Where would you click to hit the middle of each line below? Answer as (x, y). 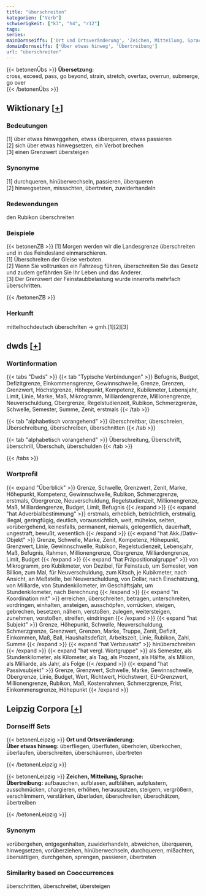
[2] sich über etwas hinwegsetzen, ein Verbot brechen (75, 145)
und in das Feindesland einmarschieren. (57, 253)
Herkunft (20, 314)
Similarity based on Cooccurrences (60, 873)
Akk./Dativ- (184, 533)
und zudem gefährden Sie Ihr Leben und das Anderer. (74, 272)
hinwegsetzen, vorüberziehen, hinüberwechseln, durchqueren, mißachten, (101, 850)
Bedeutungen (27, 126)
